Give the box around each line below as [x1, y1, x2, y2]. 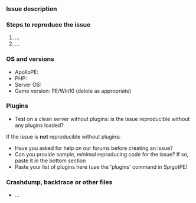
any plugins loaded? [14, 122, 64, 129]
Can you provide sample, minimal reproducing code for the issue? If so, [14, 150, 189, 158]
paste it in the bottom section [14, 157, 86, 164]
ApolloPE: [14, 68, 38, 76]
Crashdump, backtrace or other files [6, 178, 113, 186]
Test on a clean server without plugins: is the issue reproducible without [14, 115, 190, 122]
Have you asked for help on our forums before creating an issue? [14, 144, 173, 152]
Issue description [6, 5, 57, 13]
